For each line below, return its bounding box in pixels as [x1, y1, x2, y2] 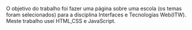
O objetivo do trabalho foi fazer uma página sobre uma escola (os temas [6, 5, 182, 12]
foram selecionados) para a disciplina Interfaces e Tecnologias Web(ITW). [6, 11, 187, 18]
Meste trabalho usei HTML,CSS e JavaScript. [6, 18, 116, 24]
